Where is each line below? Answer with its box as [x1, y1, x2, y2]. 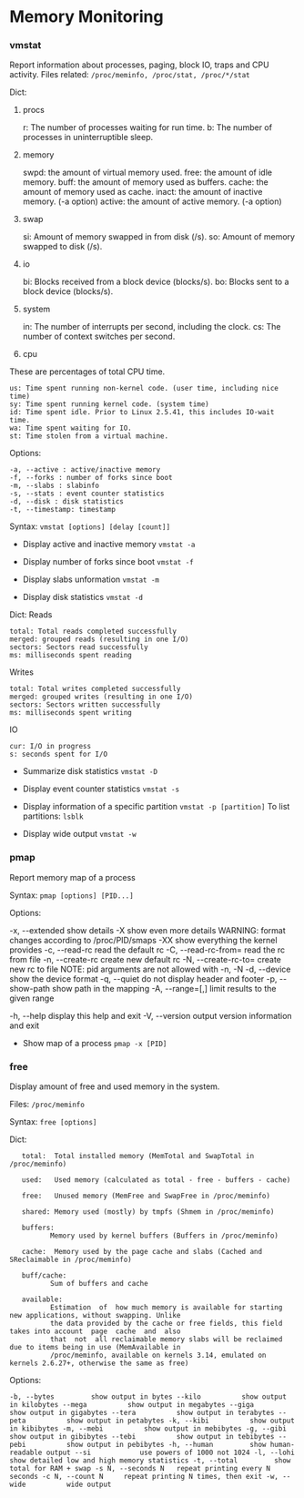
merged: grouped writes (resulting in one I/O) [9, 692, 194, 702]
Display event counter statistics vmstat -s [22, 783, 180, 794]
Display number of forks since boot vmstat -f [22, 556, 194, 567]
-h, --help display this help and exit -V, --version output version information [9, 1010, 293, 1021]
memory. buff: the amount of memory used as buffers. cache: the [22, 177, 269, 188]
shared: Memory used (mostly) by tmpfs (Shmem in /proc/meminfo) [21, 1208, 275, 1217]
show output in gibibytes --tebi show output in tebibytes [9, 1432, 275, 1442]
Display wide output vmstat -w [22, 829, 137, 840]
